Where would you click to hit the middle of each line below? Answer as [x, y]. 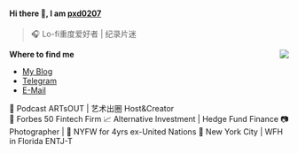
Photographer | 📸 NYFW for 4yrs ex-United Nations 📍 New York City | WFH [146, 132]
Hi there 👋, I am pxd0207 [55, 13]
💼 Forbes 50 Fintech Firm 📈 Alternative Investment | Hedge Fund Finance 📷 [149, 119]
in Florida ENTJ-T [41, 142]
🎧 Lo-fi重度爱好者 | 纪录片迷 [84, 34]
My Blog [37, 72]
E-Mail [34, 90]
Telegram [39, 81]
